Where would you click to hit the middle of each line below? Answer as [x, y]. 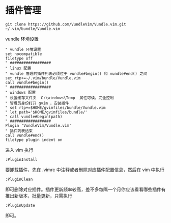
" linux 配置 [18, 68]
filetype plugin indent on [34, 140]
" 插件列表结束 [19, 131]
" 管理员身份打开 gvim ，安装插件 [37, 103]
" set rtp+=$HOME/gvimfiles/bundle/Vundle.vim [55, 107]
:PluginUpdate [20, 205]
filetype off [19, 58]
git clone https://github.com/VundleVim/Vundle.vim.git [66, 24]
